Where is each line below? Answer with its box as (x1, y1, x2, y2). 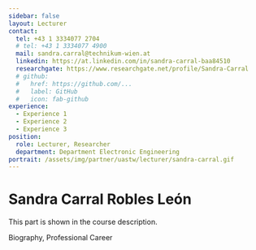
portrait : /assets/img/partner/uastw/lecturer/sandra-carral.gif (8, 155, 234, 163)
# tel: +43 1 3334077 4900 (15, 42, 107, 50)
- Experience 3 (15, 125, 67, 133)
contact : (8, 27, 38, 35)
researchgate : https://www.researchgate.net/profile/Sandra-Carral (15, 65, 249, 73)
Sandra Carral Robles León (8, 190, 193, 209)
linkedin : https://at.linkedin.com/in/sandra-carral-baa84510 (15, 58, 231, 66)
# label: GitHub (15, 87, 79, 96)
